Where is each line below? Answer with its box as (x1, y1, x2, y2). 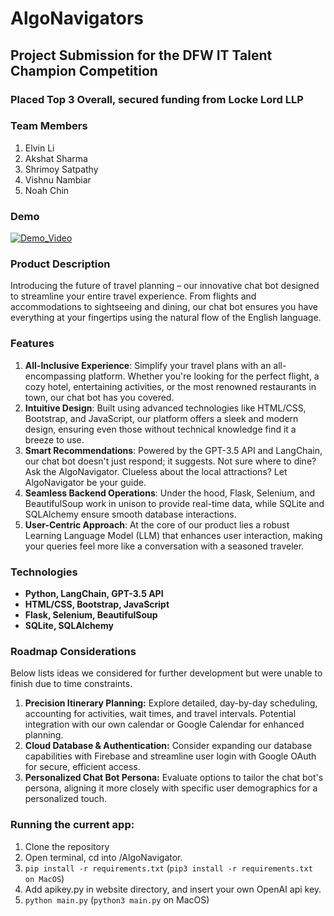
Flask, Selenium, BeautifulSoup (24, 608, 158, 621)
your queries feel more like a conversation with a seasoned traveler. (24, 540, 305, 552)
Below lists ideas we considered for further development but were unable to (10, 667, 323, 679)
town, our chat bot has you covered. (24, 391, 175, 403)
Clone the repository (24, 840, 110, 852)
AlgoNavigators (10, 7, 145, 30)
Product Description (10, 257, 111, 271)
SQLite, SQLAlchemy (24, 619, 114, 631)
